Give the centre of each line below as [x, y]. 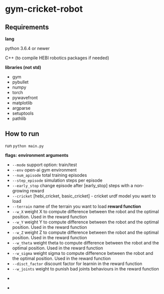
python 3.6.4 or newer [27, 48]
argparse [21, 108]
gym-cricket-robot [44, 9]
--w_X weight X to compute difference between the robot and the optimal [85, 211]
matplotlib [22, 103]
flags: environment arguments [37, 155]
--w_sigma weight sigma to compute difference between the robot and [82, 253]
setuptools [23, 113]
